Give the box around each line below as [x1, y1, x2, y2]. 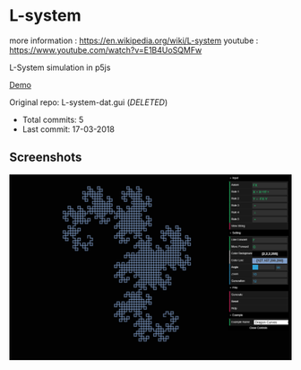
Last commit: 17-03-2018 [21, 123, 115, 135]
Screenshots [9, 150, 82, 165]
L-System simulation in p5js [9, 62, 111, 73]
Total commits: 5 [21, 114, 84, 125]
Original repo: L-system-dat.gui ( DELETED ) [9, 96, 168, 108]
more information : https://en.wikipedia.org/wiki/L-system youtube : [9, 35, 259, 46]
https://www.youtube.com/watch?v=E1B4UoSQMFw [9, 44, 202, 55]
